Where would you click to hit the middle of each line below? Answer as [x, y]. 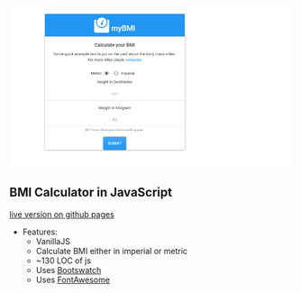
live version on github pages [62, 214]
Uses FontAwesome [73, 279]
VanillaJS [53, 241]
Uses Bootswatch [68, 270]
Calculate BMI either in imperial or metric [111, 251]
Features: [40, 232]
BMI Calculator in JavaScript [91, 192]
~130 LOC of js [64, 261]
